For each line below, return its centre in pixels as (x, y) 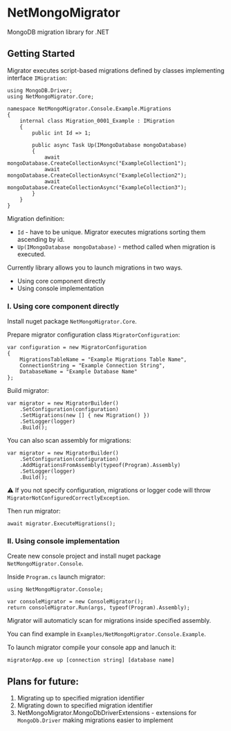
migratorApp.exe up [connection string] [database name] (91, 660)
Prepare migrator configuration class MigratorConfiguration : (94, 335)
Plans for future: (43, 681)
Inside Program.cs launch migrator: (56, 577)
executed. (31, 254)
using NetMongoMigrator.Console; (55, 590)
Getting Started (41, 54)
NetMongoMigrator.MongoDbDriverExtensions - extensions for (107, 713)
